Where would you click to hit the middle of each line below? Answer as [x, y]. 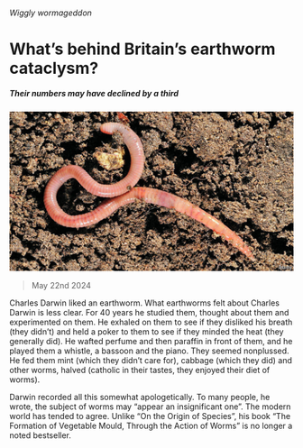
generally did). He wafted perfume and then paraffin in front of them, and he [151, 342]
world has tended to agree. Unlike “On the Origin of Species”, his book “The [150, 416]
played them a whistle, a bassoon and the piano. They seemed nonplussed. [150, 351]
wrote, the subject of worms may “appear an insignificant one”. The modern [150, 407]
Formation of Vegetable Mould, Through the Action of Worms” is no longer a [151, 426]
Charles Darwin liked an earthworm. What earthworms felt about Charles [144, 303]
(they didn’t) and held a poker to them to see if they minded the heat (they [147, 332]
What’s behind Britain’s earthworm [142, 49]
